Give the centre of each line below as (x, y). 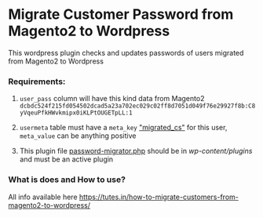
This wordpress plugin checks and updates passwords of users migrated (126, 53)
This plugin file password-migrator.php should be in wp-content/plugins (136, 151)
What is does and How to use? (67, 180)
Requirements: (37, 82)
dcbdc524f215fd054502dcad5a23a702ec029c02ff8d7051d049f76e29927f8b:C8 (137, 106)
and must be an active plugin (66, 159)
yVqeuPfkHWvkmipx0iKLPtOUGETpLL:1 (76, 113)
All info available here (43, 197)
